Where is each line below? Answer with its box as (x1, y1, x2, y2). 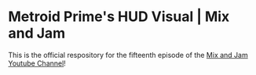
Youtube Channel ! (8, 59, 67, 68)
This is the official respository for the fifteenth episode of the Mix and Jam (8, 50, 249, 59)
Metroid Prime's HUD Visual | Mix (8, 8, 230, 26)
